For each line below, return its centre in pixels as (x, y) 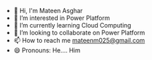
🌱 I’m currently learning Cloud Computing (73, 25)
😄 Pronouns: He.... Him (47, 50)
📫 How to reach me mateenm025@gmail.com (79, 40)
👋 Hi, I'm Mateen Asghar (48, 11)
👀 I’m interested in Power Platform (62, 18)
